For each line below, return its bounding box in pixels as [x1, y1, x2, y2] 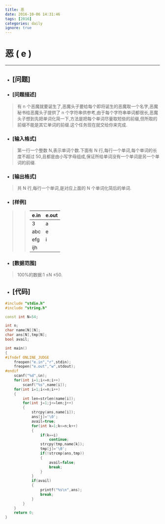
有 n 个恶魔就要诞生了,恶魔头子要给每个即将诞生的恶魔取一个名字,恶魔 [17, 103, 159, 109]
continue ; [49, 437, 69, 442]
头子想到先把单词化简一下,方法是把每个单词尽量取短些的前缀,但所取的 [17, 116, 158, 121]
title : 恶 [5, 7, 25, 12]
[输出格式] [12, 173, 37, 180]
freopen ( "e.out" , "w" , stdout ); [14, 364, 76, 369]
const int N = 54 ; [5, 314, 38, 320]
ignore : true [5, 26, 32, 30]
